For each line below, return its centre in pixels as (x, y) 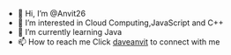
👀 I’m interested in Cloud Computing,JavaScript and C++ (120, 23)
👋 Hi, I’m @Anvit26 (52, 14)
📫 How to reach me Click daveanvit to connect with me (119, 42)
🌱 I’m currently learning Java (70, 32)
